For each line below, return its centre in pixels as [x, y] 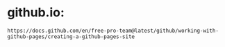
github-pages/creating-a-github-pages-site [71, 36]
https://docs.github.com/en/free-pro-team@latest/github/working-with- [113, 31]
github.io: [36, 13]
